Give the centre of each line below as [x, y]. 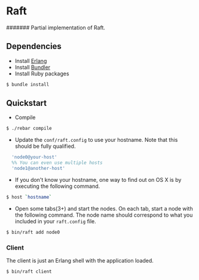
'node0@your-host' [35, 157]
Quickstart [27, 103]
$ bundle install [28, 84]
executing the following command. [57, 186]
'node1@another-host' [39, 169]
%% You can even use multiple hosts [57, 163]
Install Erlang [31, 60]
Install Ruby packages [42, 74]
